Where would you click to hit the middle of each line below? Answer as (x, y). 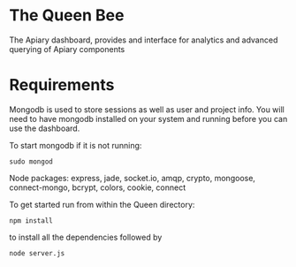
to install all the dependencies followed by (86, 237)
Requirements (62, 85)
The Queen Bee (67, 15)
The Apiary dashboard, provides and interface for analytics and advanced (144, 40)
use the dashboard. (45, 128)
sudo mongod (31, 161)
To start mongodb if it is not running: (76, 145)
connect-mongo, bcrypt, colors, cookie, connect (98, 187)
